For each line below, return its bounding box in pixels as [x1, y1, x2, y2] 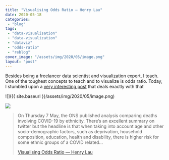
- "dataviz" [7, 40, 33, 45]
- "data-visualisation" [7, 31, 58, 36]
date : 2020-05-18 [5, 12, 42, 17]
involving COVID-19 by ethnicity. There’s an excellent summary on [17, 118, 155, 124]
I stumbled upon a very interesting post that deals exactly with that [5, 84, 144, 90]
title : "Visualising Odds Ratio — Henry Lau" [5, 7, 102, 13]
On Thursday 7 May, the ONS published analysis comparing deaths [17, 113, 157, 119]
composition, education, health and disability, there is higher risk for [17, 134, 159, 140]
